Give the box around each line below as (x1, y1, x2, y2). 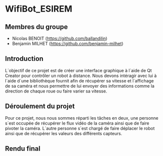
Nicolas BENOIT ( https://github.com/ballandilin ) (12, 35, 108, 41)
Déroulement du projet (5, 102, 75, 110)
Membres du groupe (5, 23, 68, 31)
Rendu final (5, 144, 40, 153)
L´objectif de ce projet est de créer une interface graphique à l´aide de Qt (5, 67, 152, 73)
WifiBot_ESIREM (5, 3, 72, 15)
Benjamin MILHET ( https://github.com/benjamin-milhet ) (12, 41, 124, 47)
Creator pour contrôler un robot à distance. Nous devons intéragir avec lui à (5, 73, 157, 78)
